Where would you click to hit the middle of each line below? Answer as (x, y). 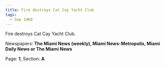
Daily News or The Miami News (39, 49)
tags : (11, 15)
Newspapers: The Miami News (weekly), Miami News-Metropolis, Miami (83, 44)
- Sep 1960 (21, 19)
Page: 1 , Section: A (25, 59)
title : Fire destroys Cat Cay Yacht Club (50, 10)
